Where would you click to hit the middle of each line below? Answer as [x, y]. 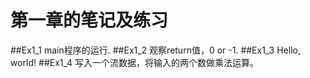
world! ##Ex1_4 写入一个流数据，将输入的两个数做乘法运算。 [135, 62]
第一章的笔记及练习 [89, 20]
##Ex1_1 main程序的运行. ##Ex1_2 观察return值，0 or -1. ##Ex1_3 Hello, [155, 50]
